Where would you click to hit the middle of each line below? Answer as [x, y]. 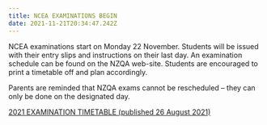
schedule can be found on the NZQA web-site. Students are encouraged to [133, 63]
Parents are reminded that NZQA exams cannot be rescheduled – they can [132, 87]
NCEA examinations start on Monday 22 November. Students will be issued [133, 46]
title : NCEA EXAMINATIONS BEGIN [63, 16]
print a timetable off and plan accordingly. [78, 72]
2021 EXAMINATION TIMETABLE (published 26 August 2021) [110, 112]
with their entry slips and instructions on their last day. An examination [125, 55]
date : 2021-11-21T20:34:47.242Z [63, 23]
